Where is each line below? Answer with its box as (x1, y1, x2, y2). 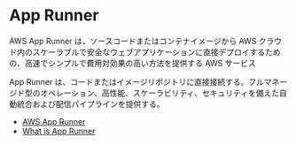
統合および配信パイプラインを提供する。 (16, 98, 165, 109)
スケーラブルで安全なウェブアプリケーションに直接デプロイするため (32, 46, 281, 57)
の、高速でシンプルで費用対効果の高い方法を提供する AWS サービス (9, 57, 257, 68)
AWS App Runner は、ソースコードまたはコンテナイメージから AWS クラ (9, 35, 275, 46)
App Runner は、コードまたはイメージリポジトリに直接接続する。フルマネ (9, 76, 280, 87)
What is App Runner (21, 126, 96, 136)
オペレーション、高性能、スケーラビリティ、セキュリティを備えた (39, 88, 280, 98)
